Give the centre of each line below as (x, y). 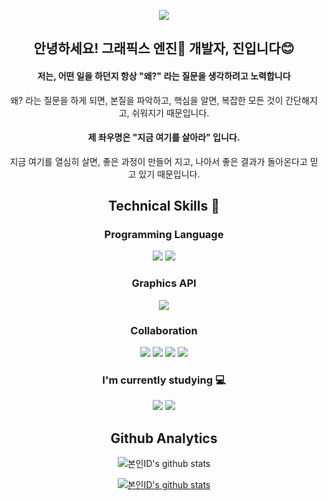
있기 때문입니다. (169, 174)
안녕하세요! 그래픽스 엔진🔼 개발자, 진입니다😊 (164, 48)
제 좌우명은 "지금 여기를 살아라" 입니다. (164, 137)
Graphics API (164, 283)
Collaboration (164, 330)
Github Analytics (164, 438)
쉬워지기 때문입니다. (170, 112)
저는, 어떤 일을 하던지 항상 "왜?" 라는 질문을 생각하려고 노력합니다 (164, 76)
